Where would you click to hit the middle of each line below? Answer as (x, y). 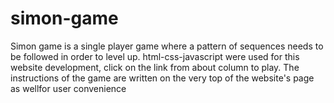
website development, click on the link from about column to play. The (155, 67)
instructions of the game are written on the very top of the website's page (162, 78)
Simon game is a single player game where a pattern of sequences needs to (167, 46)
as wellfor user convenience (68, 88)
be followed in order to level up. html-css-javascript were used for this (155, 56)
